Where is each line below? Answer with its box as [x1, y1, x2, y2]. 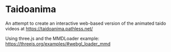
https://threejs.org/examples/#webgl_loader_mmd [5, 40, 111, 46]
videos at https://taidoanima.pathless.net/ [5, 25, 93, 31]
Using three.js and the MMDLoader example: [5, 35, 100, 41]
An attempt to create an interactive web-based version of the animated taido [5, 20, 166, 26]
